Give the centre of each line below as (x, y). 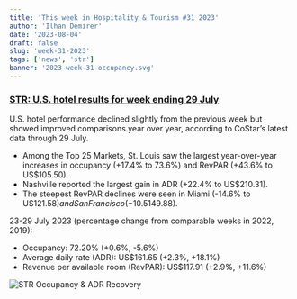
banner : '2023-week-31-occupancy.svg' (82, 68)
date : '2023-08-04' (46, 34)
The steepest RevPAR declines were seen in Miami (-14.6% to (136, 194)
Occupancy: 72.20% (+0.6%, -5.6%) (90, 248)
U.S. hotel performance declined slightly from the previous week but (136, 119)
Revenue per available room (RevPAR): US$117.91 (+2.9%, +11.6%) (144, 267)
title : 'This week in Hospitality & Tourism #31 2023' (114, 18)
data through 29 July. (49, 138)
